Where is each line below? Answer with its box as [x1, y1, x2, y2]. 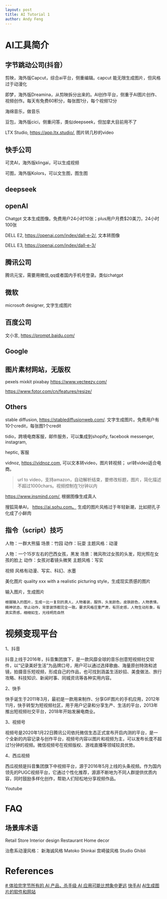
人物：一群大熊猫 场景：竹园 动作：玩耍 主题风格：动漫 [5, 540, 118, 546]
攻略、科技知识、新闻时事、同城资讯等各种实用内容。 [5, 675, 114, 681]
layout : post [5, 7, 32, 12]
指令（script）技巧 [5, 526, 63, 535]
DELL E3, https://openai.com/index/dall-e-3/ [5, 242, 96, 249]
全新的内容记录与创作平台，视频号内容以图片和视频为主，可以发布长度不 [9, 735, 158, 741]
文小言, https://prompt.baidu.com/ [5, 332, 75, 338]
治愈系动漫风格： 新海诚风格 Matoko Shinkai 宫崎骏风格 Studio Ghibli [5, 847, 146, 853]
